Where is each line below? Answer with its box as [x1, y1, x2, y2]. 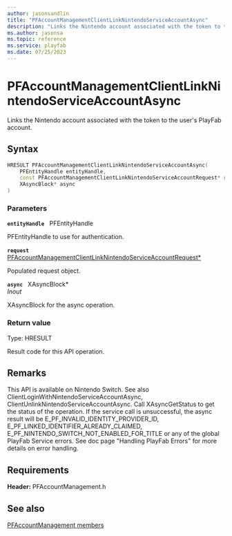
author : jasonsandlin [7, 10, 70, 17]
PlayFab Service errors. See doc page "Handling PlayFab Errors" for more [7, 437, 217, 446]
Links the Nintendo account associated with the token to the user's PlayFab [7, 115, 222, 124]
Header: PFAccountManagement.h [7, 483, 106, 491]
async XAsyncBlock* [7, 280, 69, 289]
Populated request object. [7, 267, 81, 275]
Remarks [7, 367, 47, 379]
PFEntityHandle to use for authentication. [7, 233, 124, 241]
